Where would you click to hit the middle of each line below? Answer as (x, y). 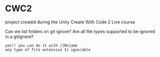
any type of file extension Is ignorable (48, 50)
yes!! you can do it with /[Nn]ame (41, 45)
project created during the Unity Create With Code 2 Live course (70, 22)
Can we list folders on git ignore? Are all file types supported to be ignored (80, 31)
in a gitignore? (19, 37)
